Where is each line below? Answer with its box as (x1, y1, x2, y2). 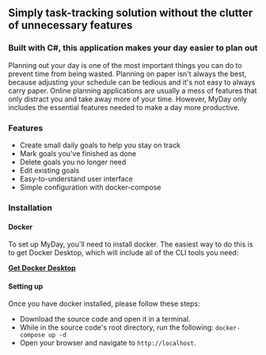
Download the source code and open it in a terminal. (19, 315, 191, 324)
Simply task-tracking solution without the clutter (8, 6, 253, 20)
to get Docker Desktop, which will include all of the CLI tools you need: (8, 248, 239, 258)
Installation (8, 202, 53, 213)
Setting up (8, 281, 44, 291)
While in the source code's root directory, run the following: (19, 323, 214, 332)
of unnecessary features (8, 19, 133, 32)
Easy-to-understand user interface (19, 174, 133, 183)
